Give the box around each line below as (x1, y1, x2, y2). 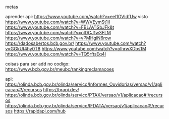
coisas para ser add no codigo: (5, 61, 70, 67)
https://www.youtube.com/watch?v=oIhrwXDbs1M (41, 46, 146, 51)
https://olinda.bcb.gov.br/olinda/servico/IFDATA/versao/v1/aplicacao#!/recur (5, 103, 164, 108)
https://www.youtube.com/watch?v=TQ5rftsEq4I (5, 51, 106, 57)
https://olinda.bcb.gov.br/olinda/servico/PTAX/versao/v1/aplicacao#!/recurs (5, 92, 163, 98)
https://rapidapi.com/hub (14, 108, 66, 114)
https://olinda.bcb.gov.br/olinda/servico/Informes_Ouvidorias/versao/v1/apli (5, 81, 162, 87)
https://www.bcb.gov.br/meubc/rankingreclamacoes (5, 66, 115, 72)
